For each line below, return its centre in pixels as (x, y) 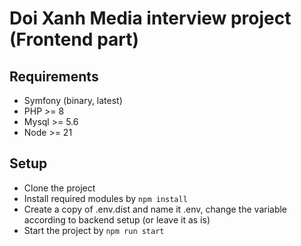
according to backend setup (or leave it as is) (117, 219)
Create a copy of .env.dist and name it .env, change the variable (155, 209)
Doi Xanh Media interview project (150, 18)
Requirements (54, 76)
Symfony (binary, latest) (73, 100)
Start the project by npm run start (94, 230)
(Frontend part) (74, 39)
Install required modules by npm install (105, 198)
